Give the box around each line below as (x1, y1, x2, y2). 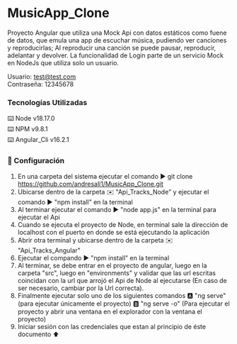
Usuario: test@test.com (7, 72, 76, 81)
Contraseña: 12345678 (7, 79, 74, 88)
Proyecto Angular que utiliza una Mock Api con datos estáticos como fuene (7, 28, 227, 37)
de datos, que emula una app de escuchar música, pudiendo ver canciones (7, 35, 227, 44)
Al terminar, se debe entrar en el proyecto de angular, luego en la (17, 261, 207, 270)
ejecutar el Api (17, 213, 60, 221)
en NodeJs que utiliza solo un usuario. (7, 58, 119, 67)
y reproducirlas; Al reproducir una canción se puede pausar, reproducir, (7, 43, 216, 52)
